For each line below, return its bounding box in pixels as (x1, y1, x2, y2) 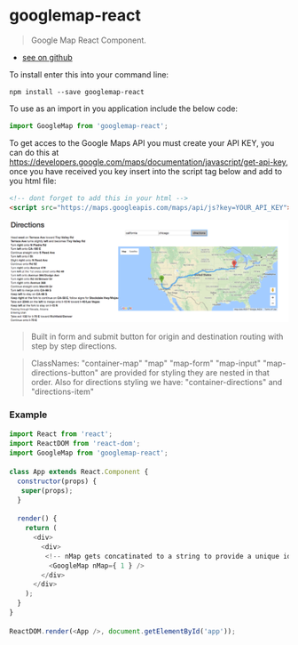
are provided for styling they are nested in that (100, 367, 271, 378)
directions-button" (30, 367, 99, 378)
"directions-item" (30, 386, 95, 397)
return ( (25, 524, 58, 533)
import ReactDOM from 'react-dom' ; (9, 439, 141, 448)
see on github (21, 52, 73, 62)
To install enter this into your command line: (9, 69, 169, 80)
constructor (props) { (17, 477, 98, 486)
